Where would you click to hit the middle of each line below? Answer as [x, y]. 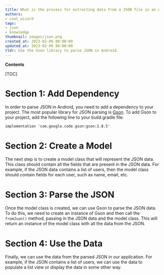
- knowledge [17, 32]
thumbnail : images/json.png [34, 37]
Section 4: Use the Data [54, 243]
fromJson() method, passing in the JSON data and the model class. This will [81, 218]
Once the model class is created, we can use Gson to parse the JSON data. [81, 208]
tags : [10, 23]
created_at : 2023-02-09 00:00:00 [39, 42]
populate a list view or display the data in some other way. [63, 267]
